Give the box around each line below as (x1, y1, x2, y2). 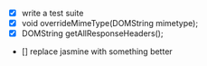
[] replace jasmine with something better (21, 46, 173, 57)
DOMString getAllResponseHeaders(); (21, 28, 164, 39)
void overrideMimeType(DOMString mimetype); (21, 18, 199, 29)
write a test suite (21, 8, 84, 18)
